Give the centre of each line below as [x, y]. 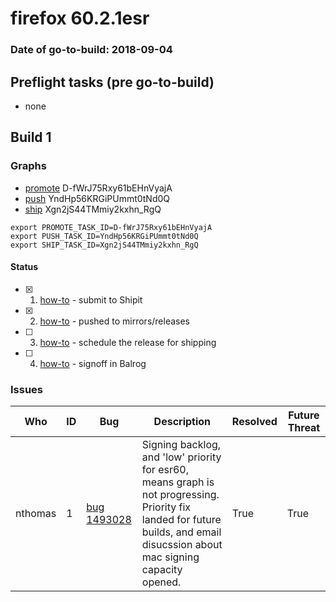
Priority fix [166, 507]
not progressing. [180, 495]
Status [24, 267]
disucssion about [182, 545]
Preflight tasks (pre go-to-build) [112, 82]
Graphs [28, 166]
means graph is [178, 482]
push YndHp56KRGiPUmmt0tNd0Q [97, 198]
